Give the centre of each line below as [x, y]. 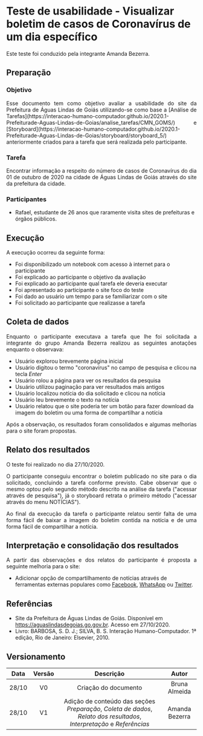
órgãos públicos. [36, 219]
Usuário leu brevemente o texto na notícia [67, 399]
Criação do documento [110, 688]
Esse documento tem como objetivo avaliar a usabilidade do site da [101, 103]
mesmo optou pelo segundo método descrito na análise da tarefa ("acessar [101, 489]
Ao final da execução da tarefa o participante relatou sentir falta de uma [101, 514]
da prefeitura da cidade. [36, 184]
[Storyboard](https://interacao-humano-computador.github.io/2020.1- [93, 129]
